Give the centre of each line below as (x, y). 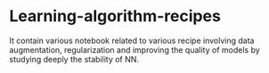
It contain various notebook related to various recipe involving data (132, 40)
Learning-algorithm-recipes (115, 16)
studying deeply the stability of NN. (74, 59)
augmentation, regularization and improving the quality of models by (134, 49)
